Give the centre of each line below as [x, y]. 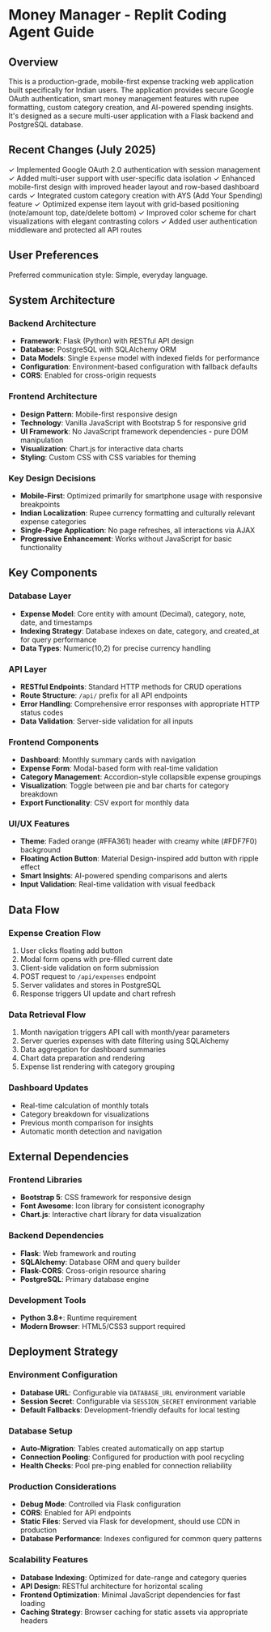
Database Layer [40, 596]
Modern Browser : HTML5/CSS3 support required [103, 1327]
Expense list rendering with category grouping [97, 1066]
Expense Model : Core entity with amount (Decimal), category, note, [133, 613]
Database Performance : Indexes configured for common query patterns [141, 1539]
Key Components [53, 573]
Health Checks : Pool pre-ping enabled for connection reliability [126, 1466]
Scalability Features [49, 1560]
